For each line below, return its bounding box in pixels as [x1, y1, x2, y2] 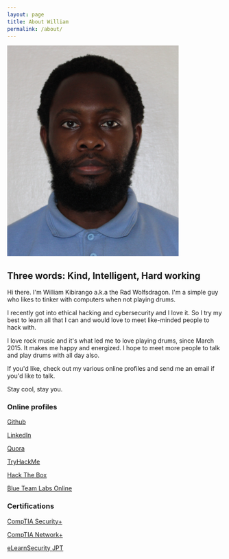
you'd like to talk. [7, 372, 56, 380]
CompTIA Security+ [7, 517, 63, 525]
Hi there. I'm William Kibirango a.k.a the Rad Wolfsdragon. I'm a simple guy [7, 288, 219, 297]
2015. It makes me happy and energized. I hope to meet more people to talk [7, 344, 221, 352]
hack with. [7, 323, 36, 332]
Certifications [7, 501, 55, 511]
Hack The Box [7, 471, 47, 479]
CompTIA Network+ [7, 530, 63, 538]
